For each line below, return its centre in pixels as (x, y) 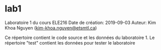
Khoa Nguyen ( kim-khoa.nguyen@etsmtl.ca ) (51, 27)
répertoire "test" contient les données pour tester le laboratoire (70, 42)
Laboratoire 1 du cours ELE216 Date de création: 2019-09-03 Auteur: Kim (80, 22)
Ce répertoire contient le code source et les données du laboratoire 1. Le (80, 37)
